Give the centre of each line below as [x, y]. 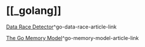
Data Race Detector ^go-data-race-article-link [61, 27]
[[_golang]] [34, 11]
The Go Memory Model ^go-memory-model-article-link [72, 38]
